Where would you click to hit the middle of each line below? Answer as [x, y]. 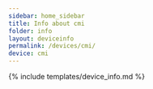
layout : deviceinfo [41, 38]
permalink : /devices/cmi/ [52, 46]
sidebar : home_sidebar [47, 16]
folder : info [30, 31]
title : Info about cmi [47, 23]
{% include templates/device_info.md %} [77, 76]
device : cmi [28, 53]
